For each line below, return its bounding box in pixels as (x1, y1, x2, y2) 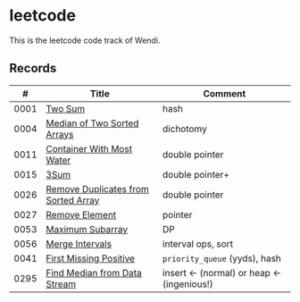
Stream (46, 278, 77, 290)
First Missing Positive (46, 252, 136, 264)
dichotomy (162, 122, 207, 135)
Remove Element (46, 208, 117, 221)
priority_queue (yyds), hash (162, 252, 281, 264)
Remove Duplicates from (46, 182, 149, 195)
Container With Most (46, 142, 132, 155)
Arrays (46, 128, 74, 140)
